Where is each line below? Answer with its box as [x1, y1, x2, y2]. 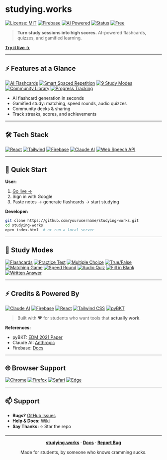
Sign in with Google [12, 193, 53, 200]
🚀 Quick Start [5, 165, 47, 174]
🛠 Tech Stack [5, 131, 49, 139]
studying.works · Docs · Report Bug [46, 440, 121, 446]
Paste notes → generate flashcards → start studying [12, 199, 119, 205]
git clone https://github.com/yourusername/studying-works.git [5, 218, 139, 223]
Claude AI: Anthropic [12, 339, 55, 345]
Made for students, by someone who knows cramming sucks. [20, 450, 147, 456]
